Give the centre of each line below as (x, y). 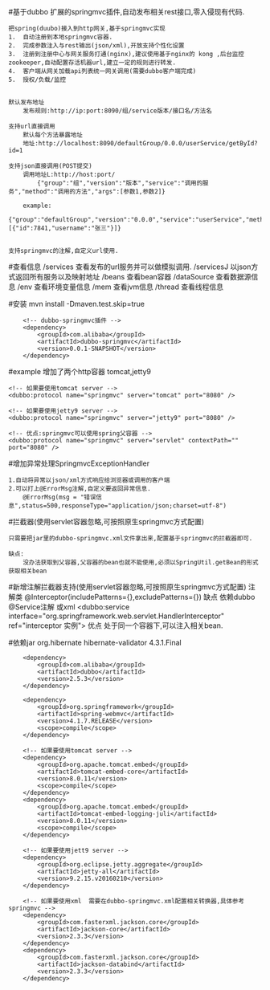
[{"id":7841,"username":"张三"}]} (65, 228)
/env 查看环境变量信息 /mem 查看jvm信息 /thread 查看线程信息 (120, 287)
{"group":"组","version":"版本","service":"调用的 (120, 183)
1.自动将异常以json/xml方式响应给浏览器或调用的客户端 (89, 480)
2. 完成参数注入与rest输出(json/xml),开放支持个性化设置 (96, 46)
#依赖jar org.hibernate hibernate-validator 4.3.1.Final (95, 642)
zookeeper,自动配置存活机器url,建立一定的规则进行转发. (92, 63)
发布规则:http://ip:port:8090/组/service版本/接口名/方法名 (118, 111)
